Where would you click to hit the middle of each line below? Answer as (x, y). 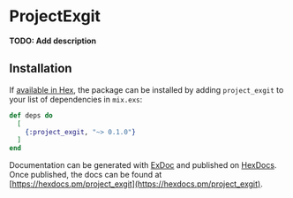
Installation (41, 69)
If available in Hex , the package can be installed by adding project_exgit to (146, 89)
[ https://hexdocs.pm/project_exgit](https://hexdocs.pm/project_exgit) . (136, 184)
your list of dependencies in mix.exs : (76, 99)
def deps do (31, 115)
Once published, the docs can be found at (86, 175)
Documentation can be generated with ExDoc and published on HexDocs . (143, 165)
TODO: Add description (53, 41)
